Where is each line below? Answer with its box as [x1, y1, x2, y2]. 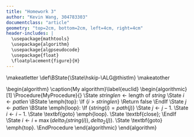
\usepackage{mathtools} [11, 36, 69, 42]
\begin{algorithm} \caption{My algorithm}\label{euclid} [6, 85, 139, 92]
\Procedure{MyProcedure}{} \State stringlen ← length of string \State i [13, 92, 185, 99]
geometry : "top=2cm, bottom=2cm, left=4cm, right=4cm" [6, 25, 143, 31]
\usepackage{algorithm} [11, 42, 69, 48]
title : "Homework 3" [6, 8, 57, 15]
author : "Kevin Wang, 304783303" [6, 14, 88, 20]
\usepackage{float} [11, 52, 59, 58]
